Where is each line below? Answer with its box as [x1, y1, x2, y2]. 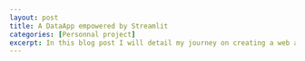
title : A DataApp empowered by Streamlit [9, 22, 169, 30]
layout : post [9, 13, 59, 22]
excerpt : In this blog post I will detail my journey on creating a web [9, 38, 290, 48]
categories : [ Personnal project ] [9, 30, 136, 39]
